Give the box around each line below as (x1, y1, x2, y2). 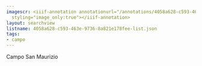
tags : (6, 31, 20, 37)
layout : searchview (6, 20, 55, 26)
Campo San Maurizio (6, 53, 58, 60)
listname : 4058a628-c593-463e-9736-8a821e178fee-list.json (6, 25, 158, 32)
